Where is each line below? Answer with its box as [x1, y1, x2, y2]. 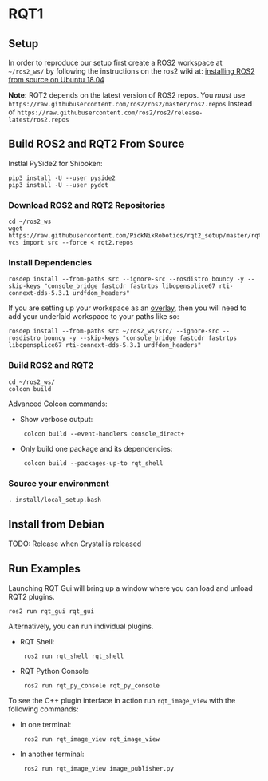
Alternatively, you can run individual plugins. [8, 621, 154, 631]
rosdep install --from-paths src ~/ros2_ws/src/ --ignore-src [8, 327, 219, 336]
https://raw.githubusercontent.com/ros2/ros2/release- [17, 109, 203, 117]
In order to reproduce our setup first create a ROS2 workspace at [8, 58, 223, 67]
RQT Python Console [19, 666, 89, 675]
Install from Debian [8, 517, 105, 532]
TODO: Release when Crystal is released [8, 539, 142, 548]
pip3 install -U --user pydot [8, 181, 109, 189]
